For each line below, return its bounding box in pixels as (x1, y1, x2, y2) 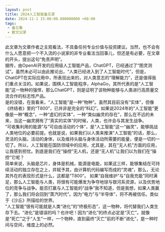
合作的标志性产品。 (9, 93, 48, 99)
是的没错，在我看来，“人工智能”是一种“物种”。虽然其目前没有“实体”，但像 (5, 99, 154, 105)
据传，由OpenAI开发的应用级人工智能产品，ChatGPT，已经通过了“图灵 (5, 62, 148, 68)
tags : (5, 21, 16, 26)
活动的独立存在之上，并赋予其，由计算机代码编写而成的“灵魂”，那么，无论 (9, 167, 160, 172)
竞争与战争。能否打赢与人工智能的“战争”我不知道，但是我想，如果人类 (13, 185, 156, 191)
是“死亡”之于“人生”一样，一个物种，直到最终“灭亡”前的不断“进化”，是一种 (5, 216, 154, 221)
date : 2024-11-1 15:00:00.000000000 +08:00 (5, 16, 96, 21)
